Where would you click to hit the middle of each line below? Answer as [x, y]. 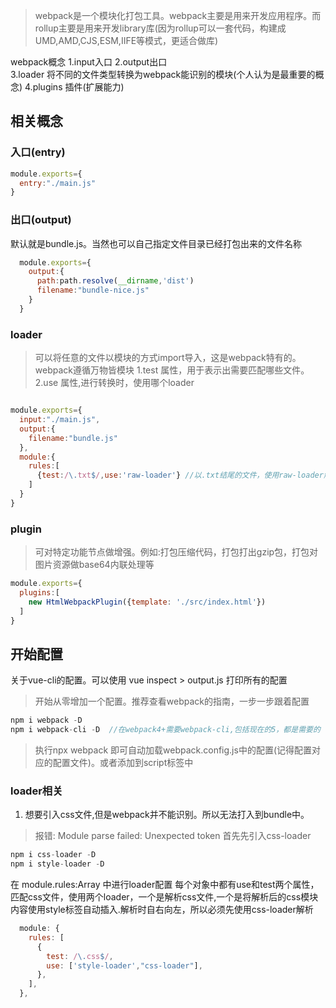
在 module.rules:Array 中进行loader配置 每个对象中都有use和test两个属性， [165, 885]
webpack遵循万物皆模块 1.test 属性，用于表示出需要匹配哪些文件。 [172, 370]
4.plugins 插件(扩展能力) [74, 87]
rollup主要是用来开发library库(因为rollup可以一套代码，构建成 [160, 28]
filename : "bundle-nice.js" [93, 290]
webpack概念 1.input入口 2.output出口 [89, 62]
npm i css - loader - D [53, 855]
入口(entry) [38, 152]
